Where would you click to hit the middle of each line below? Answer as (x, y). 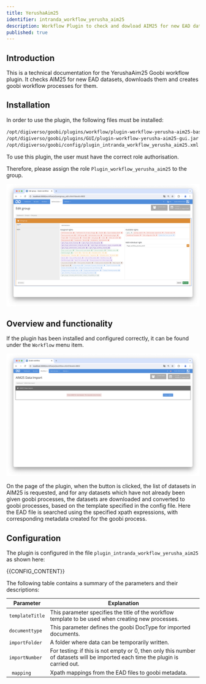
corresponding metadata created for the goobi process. (77, 519)
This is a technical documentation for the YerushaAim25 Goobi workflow (98, 73)
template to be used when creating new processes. (114, 619)
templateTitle (27, 616)
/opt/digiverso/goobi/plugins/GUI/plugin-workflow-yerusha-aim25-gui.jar (103, 138)
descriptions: (23, 589)
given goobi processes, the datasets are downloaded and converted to (96, 499)
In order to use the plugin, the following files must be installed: (85, 120)
